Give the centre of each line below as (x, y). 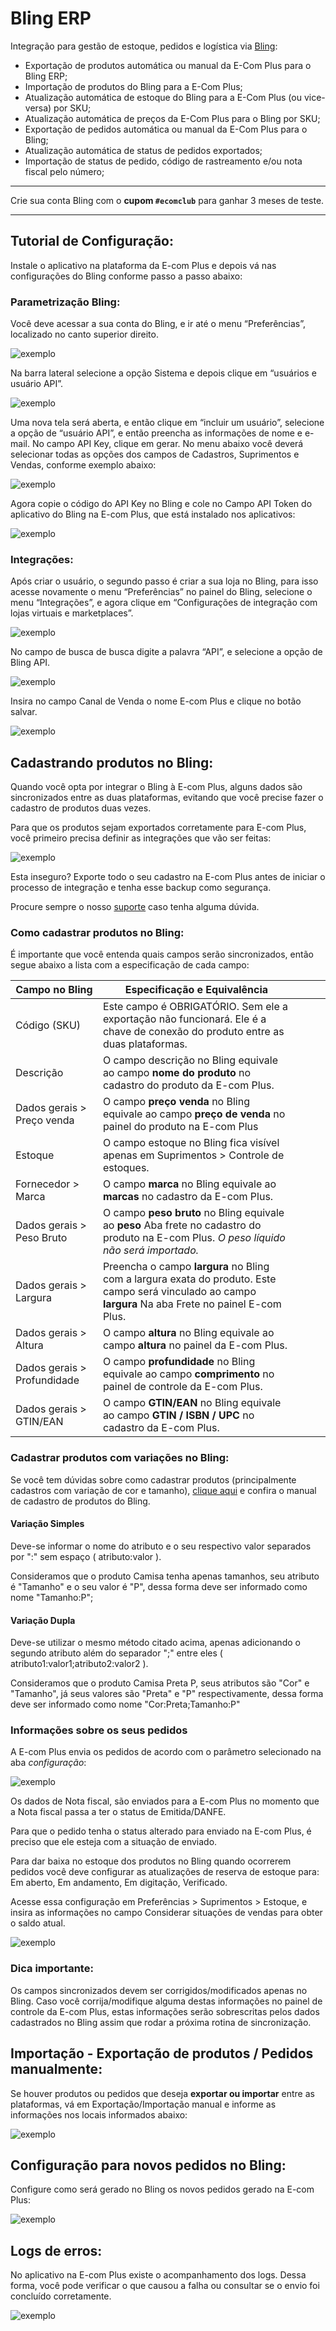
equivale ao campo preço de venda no (194, 1114)
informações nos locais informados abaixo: (99, 2114)
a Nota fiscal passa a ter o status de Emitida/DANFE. (118, 1812)
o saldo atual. (38, 1923)
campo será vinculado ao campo (179, 1292)
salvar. (24, 712)
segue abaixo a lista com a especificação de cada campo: (130, 965)
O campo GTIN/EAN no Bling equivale (192, 1403)
